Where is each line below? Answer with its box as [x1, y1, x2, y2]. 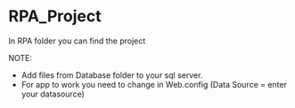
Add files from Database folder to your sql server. [20, 69, 203, 81]
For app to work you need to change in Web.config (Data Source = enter [20, 79, 287, 89]
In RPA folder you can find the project [8, 35, 146, 46]
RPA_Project [8, 6, 102, 27]
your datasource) [20, 89, 86, 99]
